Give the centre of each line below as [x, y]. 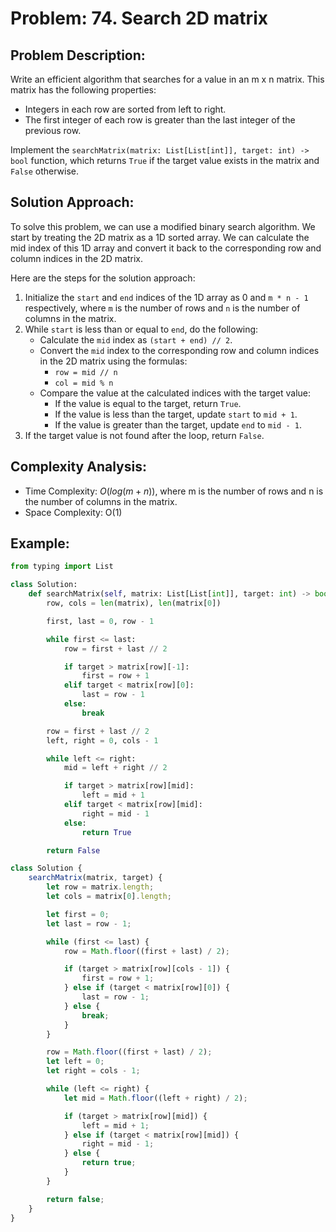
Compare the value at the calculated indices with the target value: [175, 393]
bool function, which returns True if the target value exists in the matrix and [165, 160]
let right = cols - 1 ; [93, 1071]
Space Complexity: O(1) [73, 512]
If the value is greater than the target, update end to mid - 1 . [178, 424]
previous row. [53, 130]
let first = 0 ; [78, 914]
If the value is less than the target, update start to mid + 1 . [176, 414]
